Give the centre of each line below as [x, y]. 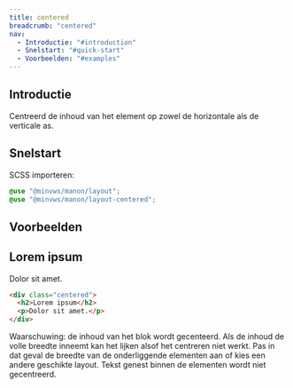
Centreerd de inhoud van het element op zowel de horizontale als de [134, 115]
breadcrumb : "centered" [53, 26]
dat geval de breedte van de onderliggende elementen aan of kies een [137, 355]
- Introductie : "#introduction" [77, 42]
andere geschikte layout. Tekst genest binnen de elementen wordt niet [138, 365]
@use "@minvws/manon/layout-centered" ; [83, 199]
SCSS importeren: [42, 175]
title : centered [39, 17]
